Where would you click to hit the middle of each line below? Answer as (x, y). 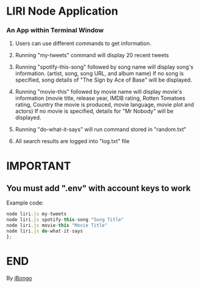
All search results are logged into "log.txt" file (72, 141)
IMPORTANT (39, 166)
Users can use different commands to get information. (83, 43)
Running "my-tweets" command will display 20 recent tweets (92, 55)
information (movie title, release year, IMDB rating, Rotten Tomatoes (100, 98)
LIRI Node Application (62, 11)
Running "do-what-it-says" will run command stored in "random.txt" (101, 130)
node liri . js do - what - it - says (45, 231)
